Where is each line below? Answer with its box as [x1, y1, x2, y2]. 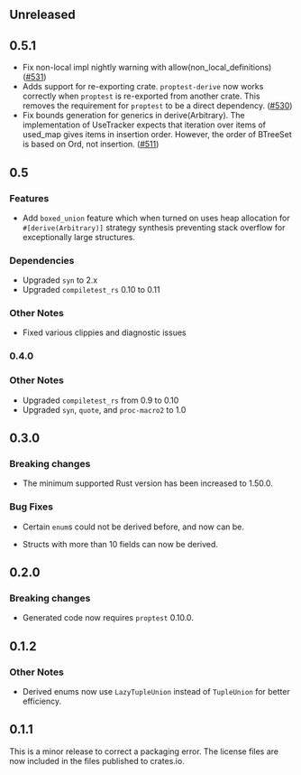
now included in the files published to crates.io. [9, 755, 185, 766]
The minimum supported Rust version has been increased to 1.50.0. [22, 478, 273, 489]
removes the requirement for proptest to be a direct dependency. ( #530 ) [22, 100, 293, 111]
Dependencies [9, 254, 75, 266]
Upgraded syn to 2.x [22, 275, 98, 285]
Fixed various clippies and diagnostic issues [22, 327, 187, 338]
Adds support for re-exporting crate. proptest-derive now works [22, 81, 264, 92]
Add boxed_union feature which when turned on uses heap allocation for [22, 212, 290, 223]
